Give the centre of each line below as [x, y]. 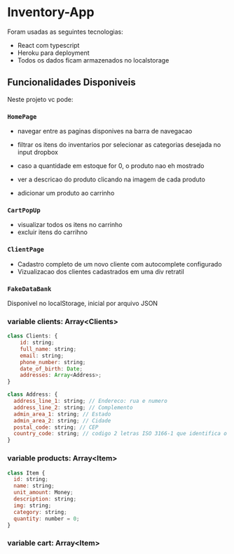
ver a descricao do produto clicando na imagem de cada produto [111, 179]
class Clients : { [33, 336]
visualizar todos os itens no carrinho [70, 225]
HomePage [22, 116]
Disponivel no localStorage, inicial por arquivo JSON [83, 303]
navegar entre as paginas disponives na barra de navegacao [105, 131]
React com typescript [48, 45]
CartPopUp [24, 210]
